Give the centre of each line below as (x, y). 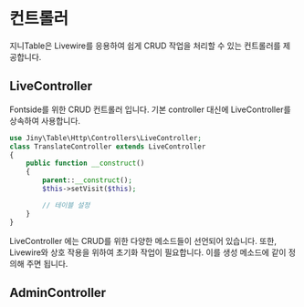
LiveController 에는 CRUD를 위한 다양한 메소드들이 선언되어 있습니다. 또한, (143, 240)
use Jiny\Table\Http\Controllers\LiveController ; (106, 138)
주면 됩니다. (47, 263)
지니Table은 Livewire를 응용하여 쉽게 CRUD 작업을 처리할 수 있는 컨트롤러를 (145, 46)
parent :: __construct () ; (87, 180)
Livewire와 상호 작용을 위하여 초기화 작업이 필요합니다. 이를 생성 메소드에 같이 (148, 252)
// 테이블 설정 (66, 205)
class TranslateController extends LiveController (108, 147)
